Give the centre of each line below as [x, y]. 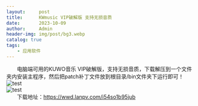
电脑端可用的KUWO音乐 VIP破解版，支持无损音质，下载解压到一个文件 [105, 69]
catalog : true [24, 40]
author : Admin [29, 29]
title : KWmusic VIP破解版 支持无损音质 [59, 17]
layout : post [28, 12]
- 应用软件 [29, 51]
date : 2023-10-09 [36, 23]
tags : [13, 46]
